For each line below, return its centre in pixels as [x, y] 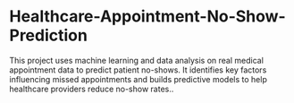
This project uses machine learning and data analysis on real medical [136, 60]
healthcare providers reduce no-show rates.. [92, 89]
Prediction [48, 35]
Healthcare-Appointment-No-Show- [147, 17]
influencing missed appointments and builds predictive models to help [139, 79]
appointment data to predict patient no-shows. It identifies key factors [138, 70]
